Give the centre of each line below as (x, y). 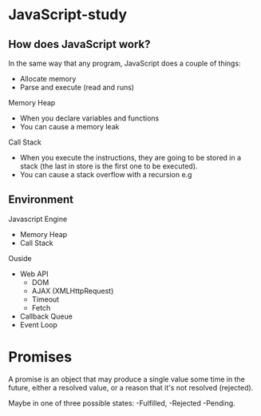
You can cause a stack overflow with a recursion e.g (106, 174)
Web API (34, 274)
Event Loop (39, 324)
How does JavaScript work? (79, 44)
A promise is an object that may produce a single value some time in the (127, 379)
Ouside (20, 258)
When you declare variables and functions (89, 118)
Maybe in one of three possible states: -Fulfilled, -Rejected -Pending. (122, 403)
